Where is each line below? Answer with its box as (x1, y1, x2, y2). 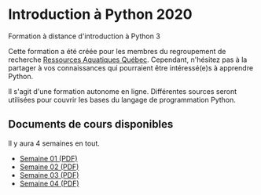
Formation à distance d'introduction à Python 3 (8, 31, 161, 41)
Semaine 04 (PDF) (19, 179, 80, 188)
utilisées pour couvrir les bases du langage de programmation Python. (8, 95, 236, 104)
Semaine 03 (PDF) (19, 170, 79, 179)
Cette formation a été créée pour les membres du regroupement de (8, 46, 226, 56)
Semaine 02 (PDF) (19, 162, 79, 172)
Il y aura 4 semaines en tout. (8, 139, 101, 148)
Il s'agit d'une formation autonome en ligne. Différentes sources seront (8, 86, 237, 96)
